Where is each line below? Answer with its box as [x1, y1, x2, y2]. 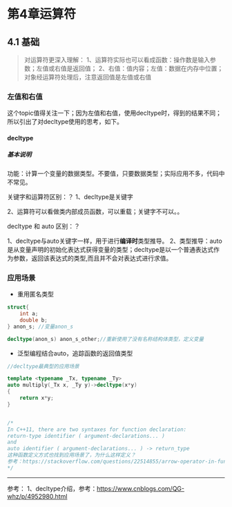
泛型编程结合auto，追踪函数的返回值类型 [17, 349, 133, 357]
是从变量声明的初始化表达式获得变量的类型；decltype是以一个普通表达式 [7, 245, 214, 253]
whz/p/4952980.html [7, 492, 68, 500]
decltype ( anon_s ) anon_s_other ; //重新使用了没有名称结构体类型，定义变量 [7, 335, 204, 342]
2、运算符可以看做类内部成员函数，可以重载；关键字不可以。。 [7, 207, 184, 215]
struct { [7, 304, 30, 311]
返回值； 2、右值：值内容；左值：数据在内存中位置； [72, 64, 224, 73]
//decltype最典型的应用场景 [7, 362, 79, 370]
